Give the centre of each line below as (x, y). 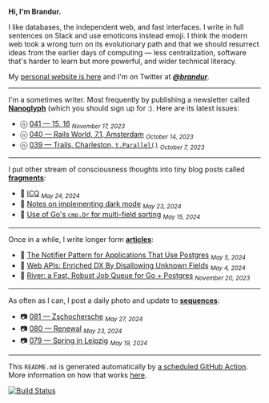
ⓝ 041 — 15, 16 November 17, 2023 (72, 125)
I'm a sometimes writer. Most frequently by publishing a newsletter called (129, 100)
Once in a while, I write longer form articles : (81, 239)
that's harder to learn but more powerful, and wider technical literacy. (123, 61)
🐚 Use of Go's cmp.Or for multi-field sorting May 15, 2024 (110, 215)
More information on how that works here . (78, 375)
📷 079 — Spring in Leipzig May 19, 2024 (84, 341)
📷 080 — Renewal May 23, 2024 (71, 329)
